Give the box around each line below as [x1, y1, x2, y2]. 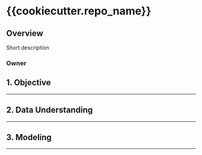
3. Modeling [6, 132, 52, 142]
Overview [6, 28, 44, 38]
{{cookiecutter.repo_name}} [6, 4, 151, 18]
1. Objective [6, 77, 51, 88]
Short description [6, 44, 49, 51]
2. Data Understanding [6, 105, 93, 115]
